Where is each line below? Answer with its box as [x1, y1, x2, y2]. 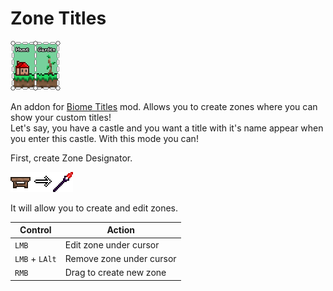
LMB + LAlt [14, 252, 57, 264]
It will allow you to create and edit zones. [10, 202, 179, 214]
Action [106, 224, 135, 236]
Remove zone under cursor [64, 252, 177, 264]
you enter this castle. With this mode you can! [10, 132, 199, 144]
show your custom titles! [10, 111, 112, 123]
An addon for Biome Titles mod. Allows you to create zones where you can [10, 100, 318, 112]
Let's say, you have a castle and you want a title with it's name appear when [10, 122, 324, 134]
